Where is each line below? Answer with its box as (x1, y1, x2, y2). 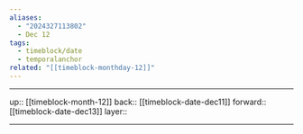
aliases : (9, 13, 42, 22)
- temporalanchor (17, 55, 83, 64)
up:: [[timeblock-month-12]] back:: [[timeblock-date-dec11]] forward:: (9, 96, 267, 107)
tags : (9, 38, 30, 48)
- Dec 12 (17, 30, 50, 39)
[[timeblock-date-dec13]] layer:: (9, 105, 128, 117)
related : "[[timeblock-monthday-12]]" (9, 64, 155, 73)
